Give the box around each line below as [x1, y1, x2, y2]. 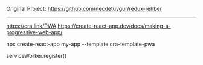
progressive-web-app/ [6, 29, 63, 36]
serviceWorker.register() [6, 52, 67, 59]
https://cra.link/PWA [6, 22, 57, 29]
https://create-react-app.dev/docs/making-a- [57, 22, 171, 29]
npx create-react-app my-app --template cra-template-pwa [6, 40, 155, 48]
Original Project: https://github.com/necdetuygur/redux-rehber [6, 5, 162, 12]
